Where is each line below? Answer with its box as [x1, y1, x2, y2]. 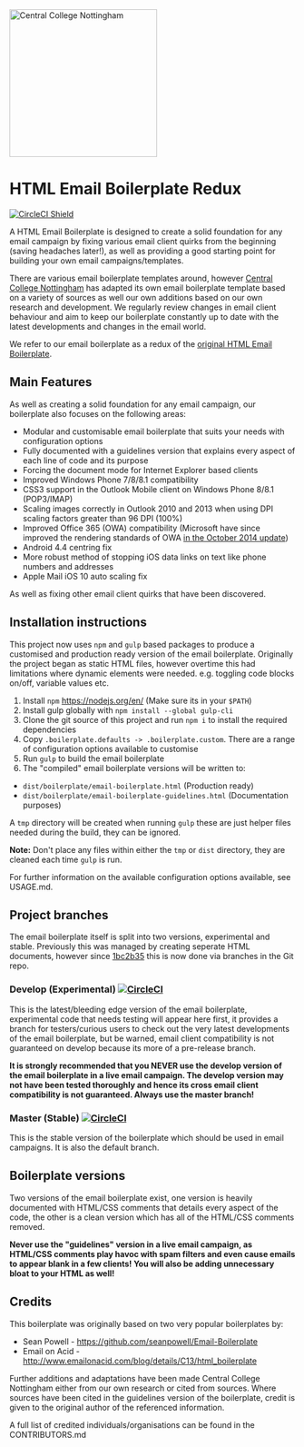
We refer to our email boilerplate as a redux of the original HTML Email [9, 338, 272, 349]
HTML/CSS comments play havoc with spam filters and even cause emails [9, 1248, 296, 1259]
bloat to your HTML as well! [9, 1267, 115, 1279]
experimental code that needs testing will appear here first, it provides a [9, 1013, 279, 1025]
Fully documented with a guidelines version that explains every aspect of [22, 445, 296, 456]
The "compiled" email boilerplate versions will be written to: [22, 762, 247, 773]
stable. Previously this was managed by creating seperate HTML [9, 941, 251, 952]
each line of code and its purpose [22, 454, 149, 466]
